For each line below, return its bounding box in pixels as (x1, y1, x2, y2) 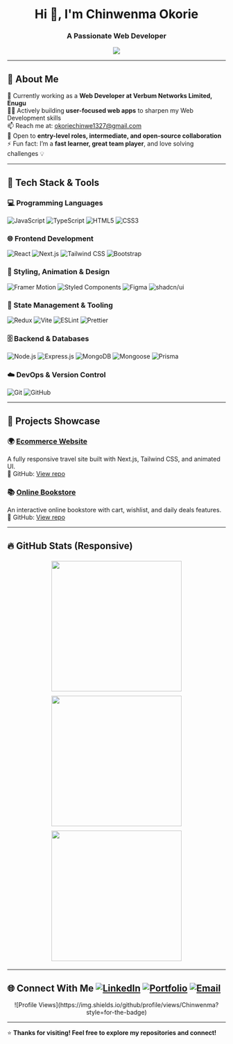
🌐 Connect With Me (7, 982, 94, 994)
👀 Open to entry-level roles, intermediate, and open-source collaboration (7, 132, 222, 140)
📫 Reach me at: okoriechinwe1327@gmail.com (7, 122, 142, 130)
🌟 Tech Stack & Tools (7, 177, 99, 189)
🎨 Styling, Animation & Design (7, 267, 110, 277)
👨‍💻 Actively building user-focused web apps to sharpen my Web (7, 106, 194, 115)
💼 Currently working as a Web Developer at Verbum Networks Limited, (7, 92, 213, 100)
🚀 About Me (7, 73, 59, 85)
